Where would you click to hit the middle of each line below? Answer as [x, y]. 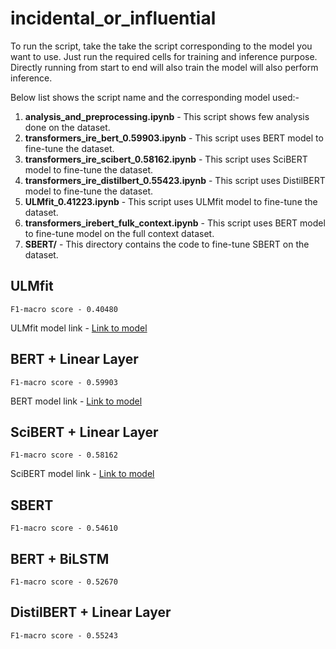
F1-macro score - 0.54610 [64, 528]
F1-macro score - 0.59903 [64, 382]
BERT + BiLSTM [60, 558]
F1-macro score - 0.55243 [64, 635]
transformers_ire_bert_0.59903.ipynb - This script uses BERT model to [174, 138]
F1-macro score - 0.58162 [64, 455]
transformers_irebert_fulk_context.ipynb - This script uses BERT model [175, 223]
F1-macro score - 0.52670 [64, 582]
